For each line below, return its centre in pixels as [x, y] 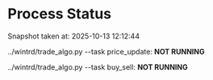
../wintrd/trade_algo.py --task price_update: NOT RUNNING [106, 51]
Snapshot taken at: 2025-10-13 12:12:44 [74, 36]
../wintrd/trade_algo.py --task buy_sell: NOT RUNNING [98, 67]
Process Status [60, 14]
